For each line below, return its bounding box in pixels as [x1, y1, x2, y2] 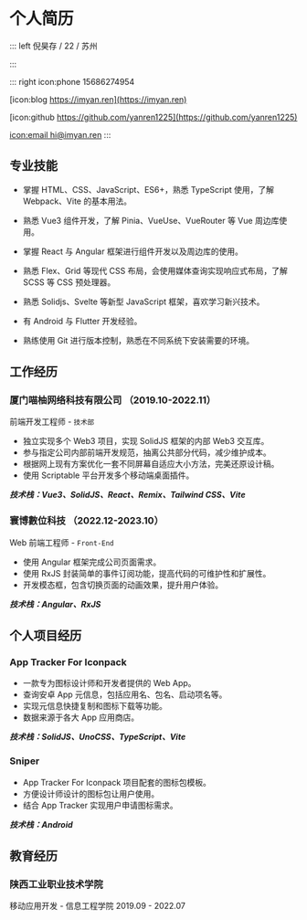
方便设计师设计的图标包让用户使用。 [22, 788, 160, 799]
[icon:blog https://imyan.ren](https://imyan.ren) [9, 93, 187, 105]
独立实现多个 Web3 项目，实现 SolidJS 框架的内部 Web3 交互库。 [22, 436, 270, 447]
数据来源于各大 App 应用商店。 [22, 712, 140, 723]
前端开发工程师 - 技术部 [9, 417, 95, 428]
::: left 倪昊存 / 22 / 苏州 [9, 40, 98, 51]
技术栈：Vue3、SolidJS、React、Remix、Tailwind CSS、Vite [9, 490, 246, 501]
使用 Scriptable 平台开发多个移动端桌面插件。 [22, 470, 195, 481]
